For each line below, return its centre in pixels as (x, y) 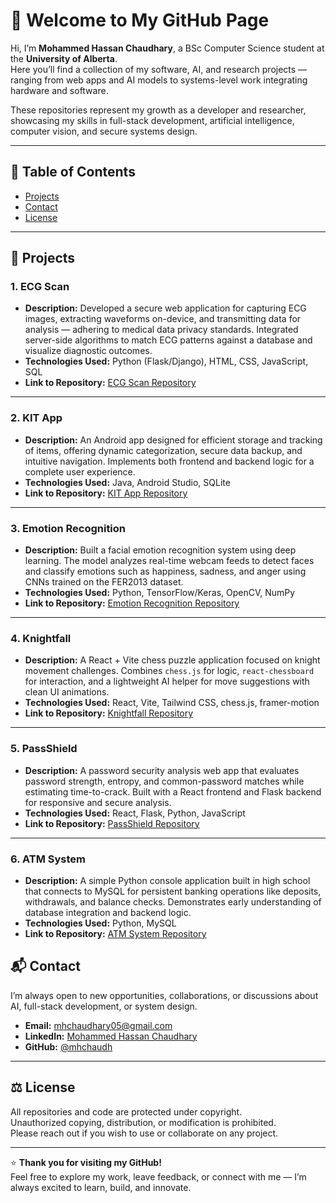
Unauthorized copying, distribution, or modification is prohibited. (143, 1122)
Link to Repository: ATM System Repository (115, 933)
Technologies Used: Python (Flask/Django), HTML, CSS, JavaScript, (166, 361)
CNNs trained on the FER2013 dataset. (104, 582)
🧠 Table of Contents (73, 172)
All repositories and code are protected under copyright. (126, 1111)
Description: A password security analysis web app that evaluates (162, 770)
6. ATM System (48, 859)
